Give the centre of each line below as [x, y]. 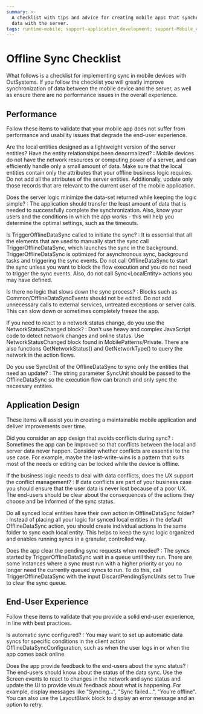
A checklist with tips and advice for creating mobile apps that [96, 18]
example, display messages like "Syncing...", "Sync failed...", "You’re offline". [101, 692]
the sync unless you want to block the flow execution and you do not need [99, 267]
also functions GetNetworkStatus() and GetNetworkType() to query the [95, 349]
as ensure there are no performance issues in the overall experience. [92, 95]
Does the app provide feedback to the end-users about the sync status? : [98, 665]
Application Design [43, 405]
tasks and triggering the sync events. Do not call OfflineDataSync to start [97, 261]
